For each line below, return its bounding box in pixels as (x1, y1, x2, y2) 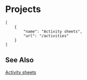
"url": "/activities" (23, 33, 69, 38)
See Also (5, 56, 34, 64)
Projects (5, 4, 41, 15)
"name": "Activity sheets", (23, 29, 82, 34)
